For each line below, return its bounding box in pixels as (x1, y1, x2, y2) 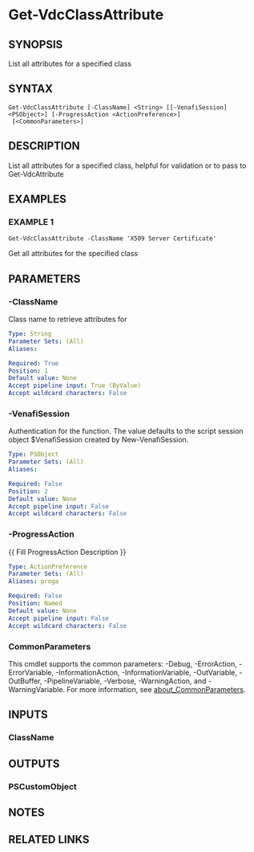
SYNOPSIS (8, 38, 63, 51)
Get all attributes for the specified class (8, 249, 139, 259)
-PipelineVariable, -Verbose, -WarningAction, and (43, 676, 207, 686)
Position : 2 (8, 487, 48, 495)
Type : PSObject (8, 450, 59, 459)
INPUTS (8, 708, 48, 722)
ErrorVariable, (8, 667, 54, 677)
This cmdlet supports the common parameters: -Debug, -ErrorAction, (8, 658, 238, 668)
